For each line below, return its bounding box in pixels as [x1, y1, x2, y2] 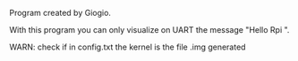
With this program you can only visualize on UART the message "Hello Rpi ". [9, 25, 290, 34]
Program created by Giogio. [9, 8, 112, 18]
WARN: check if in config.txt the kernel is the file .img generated [9, 42, 246, 52]
